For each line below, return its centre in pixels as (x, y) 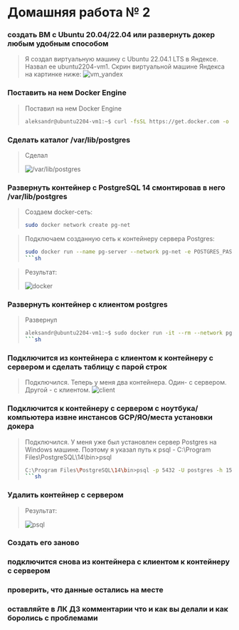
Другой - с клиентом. (58, 390)
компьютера (31, 417)
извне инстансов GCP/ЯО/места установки (134, 417)
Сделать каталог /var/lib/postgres (69, 140)
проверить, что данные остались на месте (85, 590)
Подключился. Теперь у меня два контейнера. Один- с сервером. (126, 382)
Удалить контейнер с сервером (66, 495)
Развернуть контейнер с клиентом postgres (88, 304)
